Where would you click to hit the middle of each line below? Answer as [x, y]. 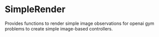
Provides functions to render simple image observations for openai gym [79, 23]
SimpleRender [35, 9]
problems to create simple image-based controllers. [59, 28]
